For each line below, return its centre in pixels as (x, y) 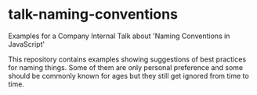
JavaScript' (27, 44)
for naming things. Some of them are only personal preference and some (126, 67)
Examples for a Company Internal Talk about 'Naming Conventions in (119, 36)
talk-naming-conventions (93, 14)
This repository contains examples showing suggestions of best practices (127, 59)
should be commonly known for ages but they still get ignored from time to (128, 76)
